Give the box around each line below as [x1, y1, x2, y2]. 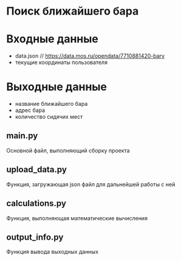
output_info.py [6, 232, 64, 242]
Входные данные [6, 32, 98, 46]
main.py [6, 131, 38, 141]
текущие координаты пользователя [15, 59, 108, 66]
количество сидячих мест [15, 113, 83, 120]
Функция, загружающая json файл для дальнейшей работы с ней [6, 181, 176, 188]
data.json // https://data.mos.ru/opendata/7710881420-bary [15, 52, 165, 60]
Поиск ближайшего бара [6, 4, 139, 18]
